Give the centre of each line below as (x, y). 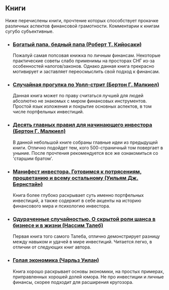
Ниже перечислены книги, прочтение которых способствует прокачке (82, 20)
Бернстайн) (28, 184)
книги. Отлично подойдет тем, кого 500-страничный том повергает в (88, 148)
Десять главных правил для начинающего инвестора (82, 125)
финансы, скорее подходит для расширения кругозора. (73, 282)
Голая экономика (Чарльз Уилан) (56, 260)
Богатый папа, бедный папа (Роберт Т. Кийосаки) (77, 44)
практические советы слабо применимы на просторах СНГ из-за (84, 61)
